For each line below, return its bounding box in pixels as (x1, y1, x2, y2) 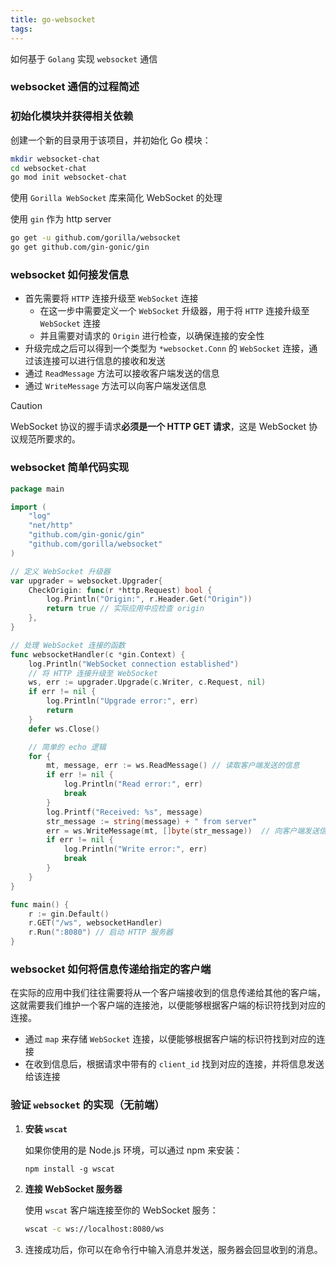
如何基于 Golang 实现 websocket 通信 (10, 52, 158, 65)
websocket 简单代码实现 (10, 461, 130, 475)
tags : (10, 24, 33, 34)
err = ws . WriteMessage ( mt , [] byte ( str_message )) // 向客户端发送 (46, 826, 320, 836)
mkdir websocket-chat (10, 154, 101, 164)
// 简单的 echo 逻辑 (28, 742, 107, 752)
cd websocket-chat (10, 163, 87, 173)
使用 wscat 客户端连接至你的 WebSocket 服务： (24, 1204, 219, 1216)
